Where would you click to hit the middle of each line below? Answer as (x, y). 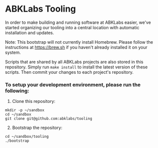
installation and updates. (30, 33)
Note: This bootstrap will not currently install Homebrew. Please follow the (79, 42)
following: (17, 91)
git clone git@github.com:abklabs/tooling (49, 119)
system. (13, 52)
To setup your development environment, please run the (73, 84)
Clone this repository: (34, 101)
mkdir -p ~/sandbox (25, 110)
